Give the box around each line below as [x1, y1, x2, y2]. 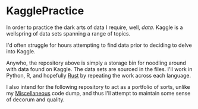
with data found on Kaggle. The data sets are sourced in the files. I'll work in [6, 65, 193, 72]
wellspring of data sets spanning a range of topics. [6, 30, 131, 37]
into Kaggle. [6, 47, 36, 54]
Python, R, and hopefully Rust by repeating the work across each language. [6, 72, 191, 79]
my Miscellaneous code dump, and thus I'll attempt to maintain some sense [6, 89, 191, 97]
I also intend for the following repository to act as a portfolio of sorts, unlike [6, 83, 190, 90]
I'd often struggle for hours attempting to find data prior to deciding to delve [6, 41, 192, 49]
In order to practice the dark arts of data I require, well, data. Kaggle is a [6, 24, 183, 31]
